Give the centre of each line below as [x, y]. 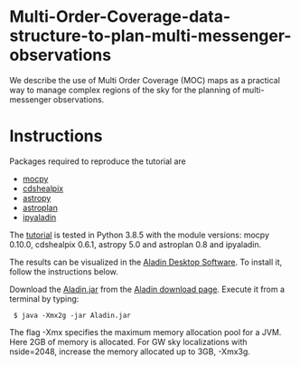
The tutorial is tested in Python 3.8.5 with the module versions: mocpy [139, 235]
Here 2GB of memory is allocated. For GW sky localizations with [128, 342]
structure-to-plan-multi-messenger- [150, 36]
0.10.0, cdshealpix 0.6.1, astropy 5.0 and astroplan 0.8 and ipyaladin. [136, 244]
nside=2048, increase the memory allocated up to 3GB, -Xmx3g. [130, 352]
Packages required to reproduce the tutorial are [98, 161]
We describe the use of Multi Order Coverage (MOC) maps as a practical [145, 80]
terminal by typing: [44, 299]
